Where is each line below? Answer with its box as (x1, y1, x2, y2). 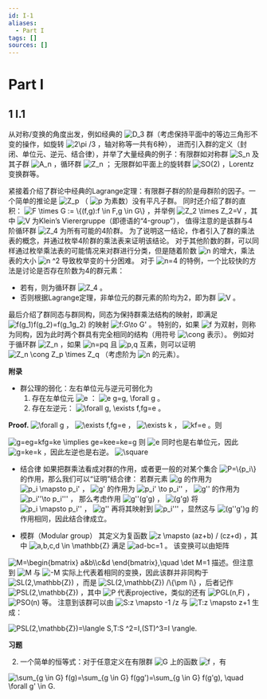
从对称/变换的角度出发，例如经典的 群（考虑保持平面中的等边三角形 (8, 129, 251, 139)
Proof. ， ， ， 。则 (8, 420, 222, 430)
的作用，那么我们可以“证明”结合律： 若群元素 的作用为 (19, 474, 213, 484)
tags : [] (8, 33, 37, 42)
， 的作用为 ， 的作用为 (81, 484, 241, 494)
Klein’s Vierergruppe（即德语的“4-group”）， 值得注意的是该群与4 (38, 216, 253, 226)
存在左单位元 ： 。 (31, 394, 165, 403)
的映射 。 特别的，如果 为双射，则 (88, 320, 249, 329)
